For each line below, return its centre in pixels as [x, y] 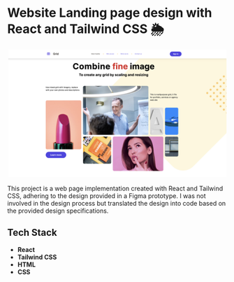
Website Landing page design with [110, 13]
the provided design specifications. [58, 211]
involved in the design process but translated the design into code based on [117, 203]
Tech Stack [32, 233]
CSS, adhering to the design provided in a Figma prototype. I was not [107, 196]
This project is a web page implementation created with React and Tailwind [115, 188]
